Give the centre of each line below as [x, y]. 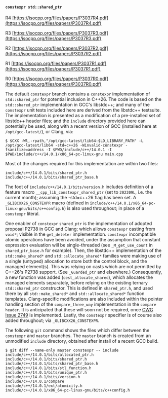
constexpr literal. [23, 214]
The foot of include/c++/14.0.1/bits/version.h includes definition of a [79, 187]
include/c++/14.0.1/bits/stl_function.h [49, 368]
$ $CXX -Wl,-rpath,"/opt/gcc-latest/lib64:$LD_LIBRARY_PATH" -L [74, 141]
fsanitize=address [25, 150]
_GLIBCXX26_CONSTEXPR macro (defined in [47, 203]
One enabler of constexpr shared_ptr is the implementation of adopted [79, 224]
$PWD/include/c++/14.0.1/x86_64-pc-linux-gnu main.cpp [64, 154]
